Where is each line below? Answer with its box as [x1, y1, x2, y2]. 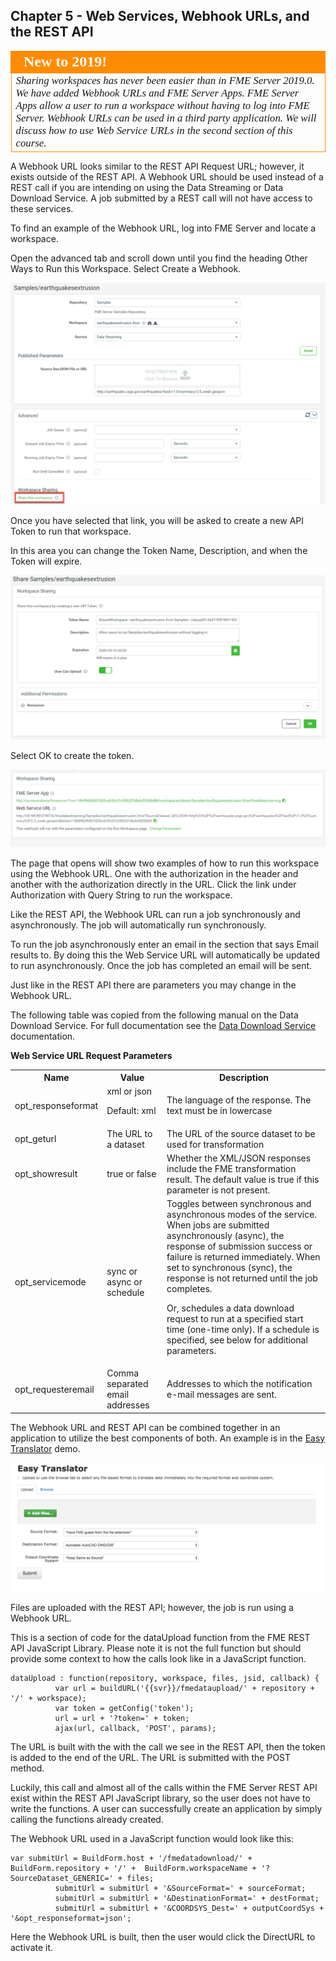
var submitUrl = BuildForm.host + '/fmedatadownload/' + [10, 1853, 253, 1863]
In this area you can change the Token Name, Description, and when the [10, 544, 308, 556]
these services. [10, 203, 74, 215]
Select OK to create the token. [10, 749, 135, 761]
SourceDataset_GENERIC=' [10, 1873, 114, 1883]
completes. [166, 1283, 213, 1295]
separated [106, 1378, 149, 1390]
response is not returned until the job [166, 1272, 318, 1284]
